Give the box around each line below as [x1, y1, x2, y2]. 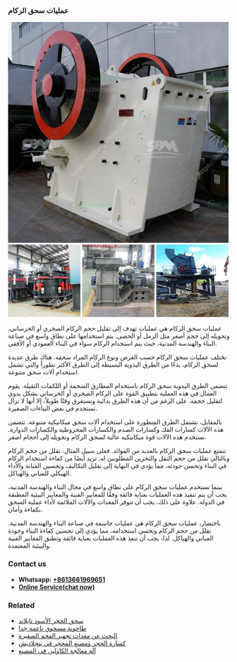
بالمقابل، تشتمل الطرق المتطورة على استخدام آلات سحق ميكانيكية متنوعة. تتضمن [8, 418, 223, 426]
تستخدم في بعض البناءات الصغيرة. [8, 404, 98, 413]
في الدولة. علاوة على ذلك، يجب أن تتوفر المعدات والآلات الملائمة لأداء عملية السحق [8, 497, 225, 507]
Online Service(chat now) [18, 582, 95, 591]
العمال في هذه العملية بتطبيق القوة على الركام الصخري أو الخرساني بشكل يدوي [8, 389, 217, 398]
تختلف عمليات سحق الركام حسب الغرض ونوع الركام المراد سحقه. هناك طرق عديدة [8, 353, 227, 362]
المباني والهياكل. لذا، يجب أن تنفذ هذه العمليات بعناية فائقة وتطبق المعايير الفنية [8, 534, 214, 543]
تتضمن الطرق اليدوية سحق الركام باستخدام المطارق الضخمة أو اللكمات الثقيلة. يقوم [8, 382, 228, 390]
